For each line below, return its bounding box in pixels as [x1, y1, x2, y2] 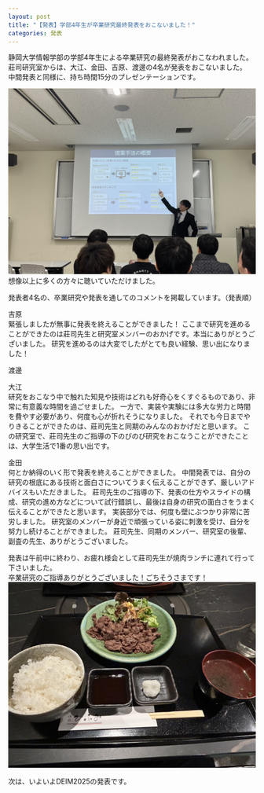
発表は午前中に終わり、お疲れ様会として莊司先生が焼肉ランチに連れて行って [8, 553, 255, 563]
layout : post [8, 13, 51, 20]
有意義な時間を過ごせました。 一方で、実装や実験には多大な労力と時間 [21, 402, 251, 412]
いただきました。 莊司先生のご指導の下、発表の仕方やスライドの [35, 487, 244, 497]
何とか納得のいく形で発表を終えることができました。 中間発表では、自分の [8, 468, 251, 477]
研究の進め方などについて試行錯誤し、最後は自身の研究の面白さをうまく [21, 497, 256, 507]
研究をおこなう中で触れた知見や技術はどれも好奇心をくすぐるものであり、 [8, 392, 249, 402]
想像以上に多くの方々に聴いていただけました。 [8, 276, 159, 286]
